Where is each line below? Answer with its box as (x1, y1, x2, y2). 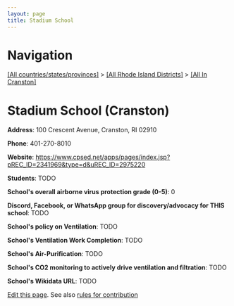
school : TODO (7, 209, 49, 217)
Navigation (7, 47, 73, 63)
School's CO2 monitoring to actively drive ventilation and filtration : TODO (7, 263, 227, 272)
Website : (7, 153, 35, 162)
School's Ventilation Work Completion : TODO (7, 236, 143, 245)
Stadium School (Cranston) (7, 103, 170, 118)
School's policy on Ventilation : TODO (7, 222, 118, 231)
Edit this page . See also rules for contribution (7, 291, 139, 299)
